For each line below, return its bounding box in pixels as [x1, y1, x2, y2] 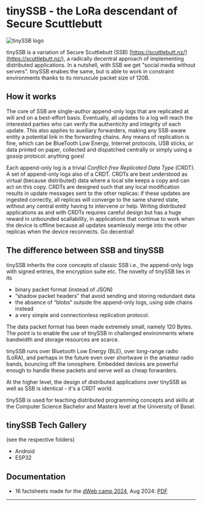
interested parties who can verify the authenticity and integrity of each [6, 120, 182, 128]
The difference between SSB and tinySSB [6, 245, 164, 256]
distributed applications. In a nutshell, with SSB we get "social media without [6, 61, 196, 69]
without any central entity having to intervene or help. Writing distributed [6, 202, 186, 209]
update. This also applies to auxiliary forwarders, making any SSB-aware [6, 126, 186, 134]
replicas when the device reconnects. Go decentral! [6, 227, 134, 235]
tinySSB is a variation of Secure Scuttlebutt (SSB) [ [6, 48, 132, 55]
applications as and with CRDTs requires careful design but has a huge [6, 209, 182, 216]
